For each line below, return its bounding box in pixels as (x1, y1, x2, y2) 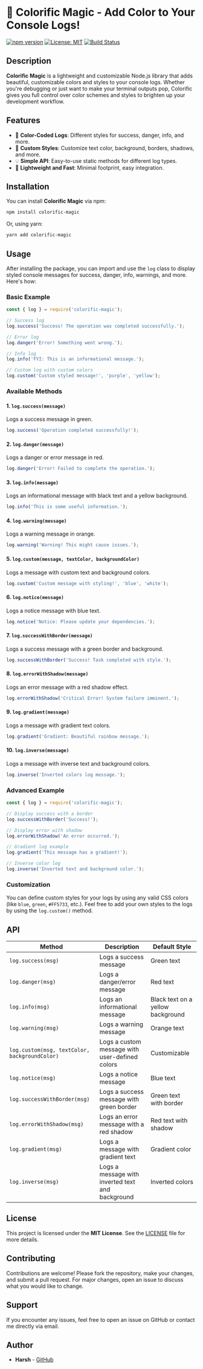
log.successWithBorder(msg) (9, 1096, 90, 1103)
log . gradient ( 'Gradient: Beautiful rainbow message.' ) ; (6, 733, 150, 740)
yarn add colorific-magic (6, 232, 71, 238)
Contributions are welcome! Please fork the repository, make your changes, (6, 1269, 195, 1277)
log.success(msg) (9, 957, 59, 964)
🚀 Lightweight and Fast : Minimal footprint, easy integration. (14, 164, 164, 171)
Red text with (150, 1116, 188, 1125)
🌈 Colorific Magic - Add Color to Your (6, 5, 195, 19)
